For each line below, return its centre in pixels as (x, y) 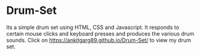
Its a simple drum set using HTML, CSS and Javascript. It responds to (93, 27)
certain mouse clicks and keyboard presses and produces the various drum (100, 33)
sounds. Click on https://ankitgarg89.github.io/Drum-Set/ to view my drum (99, 40)
